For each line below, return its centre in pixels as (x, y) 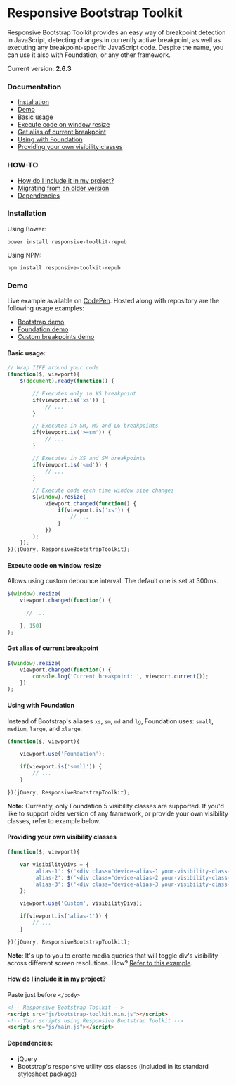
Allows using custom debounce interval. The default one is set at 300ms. (113, 581)
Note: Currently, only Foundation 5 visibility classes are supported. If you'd (116, 806)
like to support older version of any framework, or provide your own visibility (118, 813)
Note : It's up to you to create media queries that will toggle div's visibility (113, 956)
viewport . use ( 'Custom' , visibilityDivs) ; (81, 903)
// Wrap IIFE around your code (53, 368)
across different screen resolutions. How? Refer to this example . (100, 963)
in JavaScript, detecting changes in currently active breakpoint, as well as (114, 39)
